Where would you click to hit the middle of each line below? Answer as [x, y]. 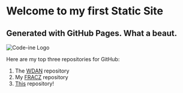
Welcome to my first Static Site [85, 11]
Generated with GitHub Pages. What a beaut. [92, 33]
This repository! [34, 83]
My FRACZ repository [41, 77]
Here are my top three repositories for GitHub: [63, 59]
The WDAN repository [42, 71]
